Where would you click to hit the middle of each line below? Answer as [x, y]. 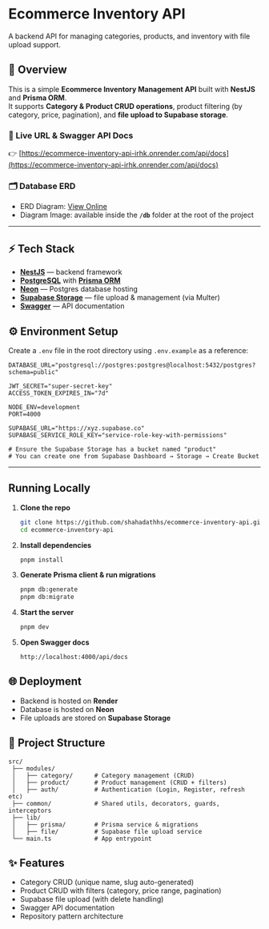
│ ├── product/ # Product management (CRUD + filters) [119, 782]
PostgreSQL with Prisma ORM [70, 280]
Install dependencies [56, 545]
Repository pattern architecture [72, 916]
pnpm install [42, 560]
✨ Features [36, 863]
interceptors [30, 810]
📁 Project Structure [57, 743]
